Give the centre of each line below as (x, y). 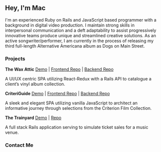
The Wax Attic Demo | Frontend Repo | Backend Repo (59, 69)
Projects (15, 58)
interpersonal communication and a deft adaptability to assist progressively (81, 30)
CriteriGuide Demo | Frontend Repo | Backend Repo (58, 94)
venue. (12, 132)
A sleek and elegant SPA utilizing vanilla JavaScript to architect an (71, 103)
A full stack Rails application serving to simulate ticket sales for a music (77, 127)
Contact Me (19, 145)
